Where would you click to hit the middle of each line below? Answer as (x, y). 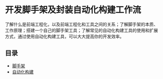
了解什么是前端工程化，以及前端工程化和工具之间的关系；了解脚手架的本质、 (81, 24)
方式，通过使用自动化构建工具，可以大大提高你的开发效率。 (65, 36)
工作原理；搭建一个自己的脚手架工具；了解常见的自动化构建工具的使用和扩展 (81, 30)
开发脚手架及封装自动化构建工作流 (73, 10)
